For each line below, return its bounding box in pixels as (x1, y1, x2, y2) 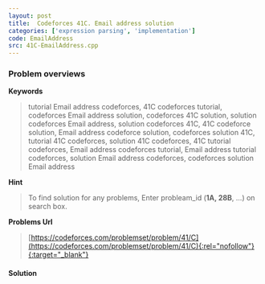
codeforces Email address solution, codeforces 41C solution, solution (27, 110, 257, 121)
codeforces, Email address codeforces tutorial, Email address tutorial (27, 145, 257, 154)
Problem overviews (8, 68, 86, 80)
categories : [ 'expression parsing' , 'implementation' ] (8, 27, 196, 35)
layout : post (8, 11, 52, 20)
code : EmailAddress (8, 34, 74, 43)
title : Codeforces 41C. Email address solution (8, 19, 174, 27)
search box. (27, 202, 67, 212)
